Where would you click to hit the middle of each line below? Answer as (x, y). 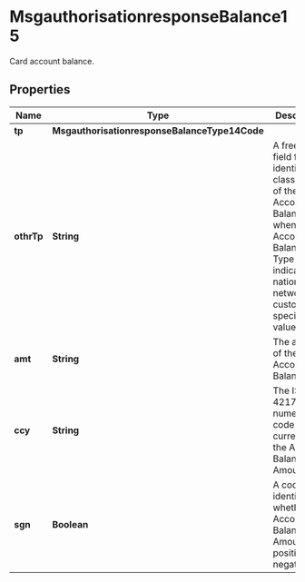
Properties (40, 89)
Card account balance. (52, 61)
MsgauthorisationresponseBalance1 (148, 17)
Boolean (70, 524)
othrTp (29, 236)
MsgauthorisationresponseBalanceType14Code (158, 131)
